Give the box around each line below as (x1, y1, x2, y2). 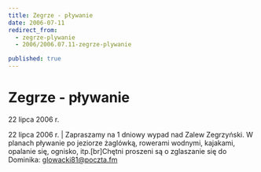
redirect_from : (8, 26, 58, 34)
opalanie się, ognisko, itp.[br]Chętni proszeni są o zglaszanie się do (8, 146, 227, 156)
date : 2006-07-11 (8, 19, 65, 27)
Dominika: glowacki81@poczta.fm (8, 155, 118, 164)
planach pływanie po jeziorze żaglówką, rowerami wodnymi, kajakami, (8, 138, 236, 148)
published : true (8, 55, 61, 63)
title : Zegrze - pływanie (8, 11, 93, 20)
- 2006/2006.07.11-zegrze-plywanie (15, 41, 132, 49)
